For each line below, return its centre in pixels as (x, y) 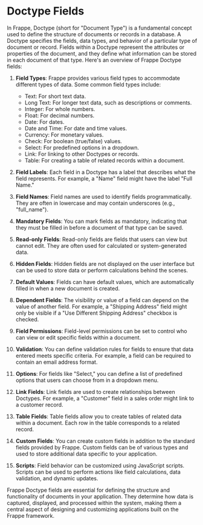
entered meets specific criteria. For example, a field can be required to (103, 355)
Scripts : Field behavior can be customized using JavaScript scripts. (100, 465)
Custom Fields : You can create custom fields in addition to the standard (105, 441)
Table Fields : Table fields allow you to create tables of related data (98, 416)
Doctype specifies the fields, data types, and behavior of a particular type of (102, 40)
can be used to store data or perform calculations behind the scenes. (102, 270)
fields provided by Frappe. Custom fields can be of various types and (102, 447)
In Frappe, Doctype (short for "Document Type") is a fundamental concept (99, 28)
